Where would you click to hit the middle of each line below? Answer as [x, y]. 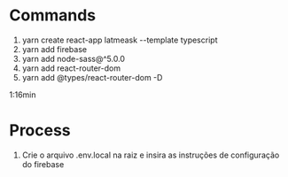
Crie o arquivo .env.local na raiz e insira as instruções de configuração [151, 155]
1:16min [23, 95]
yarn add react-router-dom [71, 68]
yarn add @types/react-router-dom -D [92, 77]
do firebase [43, 164]
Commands [53, 15]
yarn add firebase [54, 49]
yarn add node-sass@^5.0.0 [74, 58]
